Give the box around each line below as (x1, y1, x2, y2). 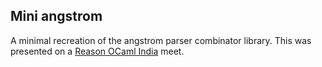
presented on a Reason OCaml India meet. (10, 45, 185, 57)
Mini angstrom (10, 8, 103, 25)
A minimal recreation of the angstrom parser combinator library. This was (10, 34, 312, 46)
